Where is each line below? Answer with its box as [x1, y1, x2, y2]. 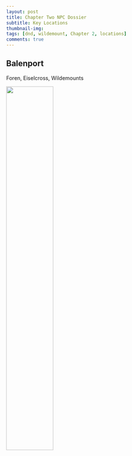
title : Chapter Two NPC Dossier [6, 14, 87, 20]
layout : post [6, 8, 39, 15]
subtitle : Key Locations [6, 20, 68, 26]
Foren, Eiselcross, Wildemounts [6, 74, 84, 81]
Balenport [6, 58, 44, 69]
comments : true [6, 36, 44, 42]
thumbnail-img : [6, 25, 44, 32]
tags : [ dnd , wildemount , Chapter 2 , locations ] [6, 31, 127, 37]
